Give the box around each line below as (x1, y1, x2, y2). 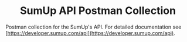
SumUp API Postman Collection (19, 4, 176, 17)
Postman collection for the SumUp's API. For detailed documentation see (5, 23, 182, 30)
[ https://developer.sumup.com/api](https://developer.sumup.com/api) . (5, 29, 175, 36)
